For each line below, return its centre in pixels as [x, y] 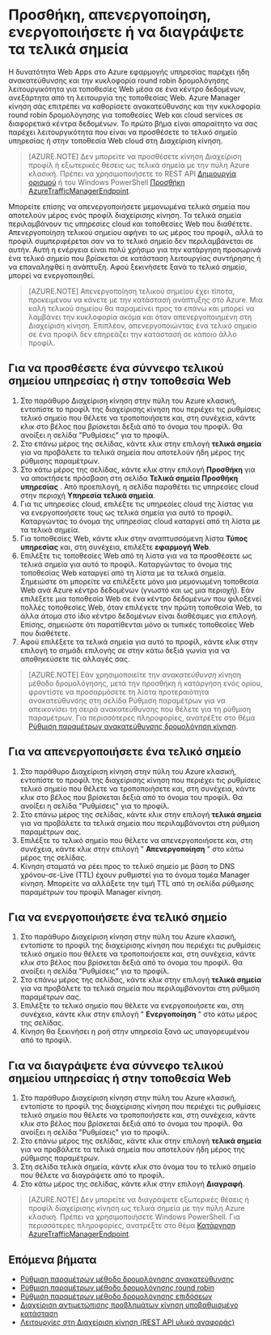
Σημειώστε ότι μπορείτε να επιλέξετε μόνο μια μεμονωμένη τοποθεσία [139, 581]
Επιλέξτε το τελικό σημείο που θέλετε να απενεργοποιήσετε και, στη [136, 840]
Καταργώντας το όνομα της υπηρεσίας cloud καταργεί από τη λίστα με [140, 521]
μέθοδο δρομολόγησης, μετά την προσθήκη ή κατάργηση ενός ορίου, [145, 683]
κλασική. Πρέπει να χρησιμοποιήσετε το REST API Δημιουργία [132, 173]
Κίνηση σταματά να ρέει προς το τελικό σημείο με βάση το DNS [127, 866]
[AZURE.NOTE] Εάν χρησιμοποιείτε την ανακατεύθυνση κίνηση [135, 674]
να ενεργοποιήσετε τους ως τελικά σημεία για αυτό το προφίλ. [126, 512]
